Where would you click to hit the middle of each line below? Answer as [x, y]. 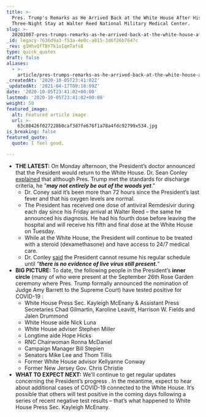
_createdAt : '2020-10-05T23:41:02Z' [53, 80]
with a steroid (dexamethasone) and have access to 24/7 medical [107, 244]
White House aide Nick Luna [60, 322]
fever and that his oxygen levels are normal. [79, 198]
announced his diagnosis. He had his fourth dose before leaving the [110, 218]
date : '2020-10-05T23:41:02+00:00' [52, 92]
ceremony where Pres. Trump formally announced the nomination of [101, 283]
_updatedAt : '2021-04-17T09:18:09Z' [53, 86]
